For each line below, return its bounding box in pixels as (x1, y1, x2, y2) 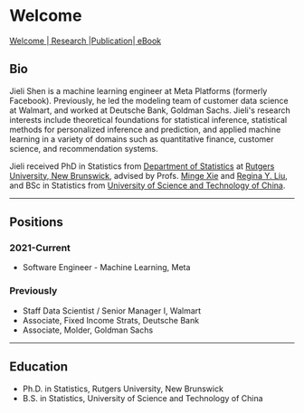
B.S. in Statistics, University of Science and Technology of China (22, 392, 264, 403)
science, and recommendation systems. (9, 143, 158, 154)
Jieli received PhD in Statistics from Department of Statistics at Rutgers (9, 160, 275, 172)
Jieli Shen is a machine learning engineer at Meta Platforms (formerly (9, 85, 268, 96)
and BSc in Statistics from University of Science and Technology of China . (9, 180, 286, 191)
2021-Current (9, 241, 71, 254)
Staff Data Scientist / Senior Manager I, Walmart (22, 305, 202, 316)
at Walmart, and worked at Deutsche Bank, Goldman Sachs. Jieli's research (9, 105, 291, 116)
